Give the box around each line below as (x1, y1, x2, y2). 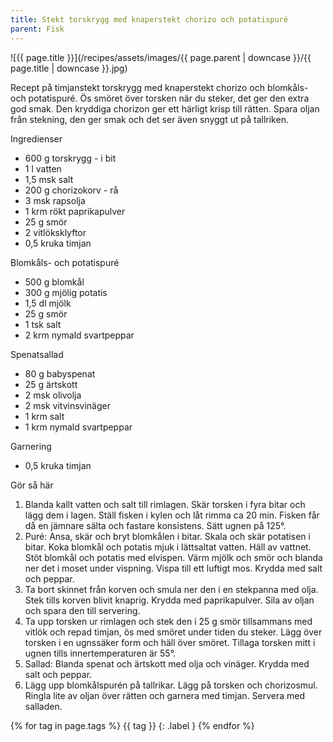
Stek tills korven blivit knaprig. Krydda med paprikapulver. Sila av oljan (24, 594, 315, 606)
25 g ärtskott (24, 378, 78, 390)
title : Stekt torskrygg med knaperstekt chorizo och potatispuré (10, 14, 288, 25)
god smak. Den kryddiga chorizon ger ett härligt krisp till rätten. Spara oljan (10, 102, 320, 115)
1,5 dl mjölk (24, 297, 72, 309)
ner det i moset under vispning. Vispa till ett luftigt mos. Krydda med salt (24, 562, 323, 574)
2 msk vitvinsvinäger (24, 399, 111, 411)
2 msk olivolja (24, 389, 82, 401)
